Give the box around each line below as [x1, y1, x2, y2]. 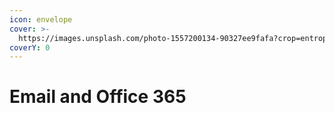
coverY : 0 [9, 42, 51, 53]
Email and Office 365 [9, 86, 187, 108]
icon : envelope [9, 14, 73, 25]
